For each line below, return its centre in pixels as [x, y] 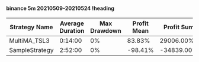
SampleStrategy [31, 50]
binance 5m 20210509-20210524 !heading [60, 8]
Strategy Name [31, 27]
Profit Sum [179, 27]
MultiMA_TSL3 [30, 41]
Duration [72, 31]
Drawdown [106, 31]
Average [72, 23]
